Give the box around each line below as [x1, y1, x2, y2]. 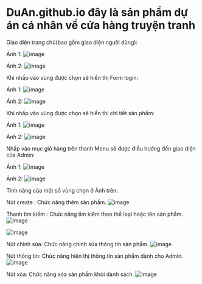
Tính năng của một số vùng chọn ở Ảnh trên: [6, 186, 119, 194]
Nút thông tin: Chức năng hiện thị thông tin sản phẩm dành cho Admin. [6, 252, 184, 260]
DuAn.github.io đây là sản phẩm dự [6, 5, 189, 20]
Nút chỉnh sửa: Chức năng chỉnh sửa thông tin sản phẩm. [6, 240, 149, 247]
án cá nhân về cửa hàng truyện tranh [6, 18, 196, 32]
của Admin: [6, 151, 35, 158]
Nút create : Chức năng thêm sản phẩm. [6, 198, 106, 206]
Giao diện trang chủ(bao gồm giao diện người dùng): [6, 38, 138, 46]
